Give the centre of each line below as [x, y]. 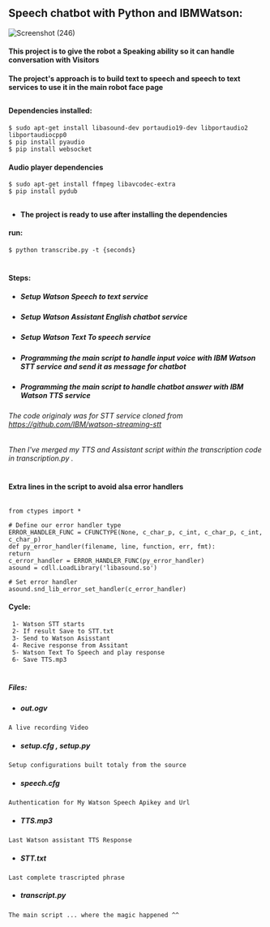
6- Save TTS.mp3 [39, 660]
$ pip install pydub [43, 191]
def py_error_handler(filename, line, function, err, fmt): [112, 547]
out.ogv [34, 708]
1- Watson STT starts [48, 624]
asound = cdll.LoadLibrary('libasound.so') [83, 568]
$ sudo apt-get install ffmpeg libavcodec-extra [92, 185]
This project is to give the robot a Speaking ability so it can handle [122, 51]
